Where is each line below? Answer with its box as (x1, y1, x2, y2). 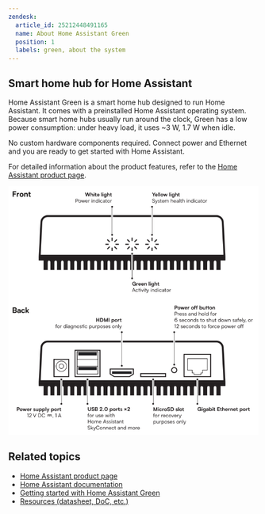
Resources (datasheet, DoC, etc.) (19, 496, 129, 506)
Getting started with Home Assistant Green (19, 488, 160, 497)
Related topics (8, 450, 81, 463)
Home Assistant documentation (19, 479, 123, 489)
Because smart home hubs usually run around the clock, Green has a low (8, 114, 248, 124)
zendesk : (8, 13, 37, 21)
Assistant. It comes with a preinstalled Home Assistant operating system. (8, 105, 247, 115)
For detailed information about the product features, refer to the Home (8, 162, 238, 171)
